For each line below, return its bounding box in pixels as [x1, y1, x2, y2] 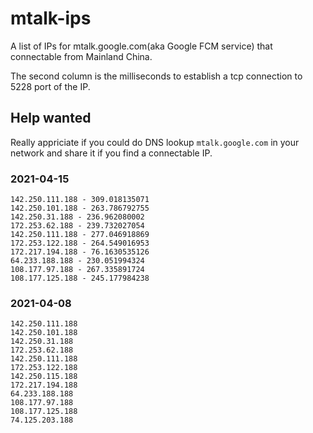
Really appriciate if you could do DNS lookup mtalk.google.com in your [10, 136, 300, 148]
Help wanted [10, 110, 92, 127]
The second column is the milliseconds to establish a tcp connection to [10, 70, 303, 82]
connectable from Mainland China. [10, 50, 153, 62]
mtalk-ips [10, 7, 92, 30]
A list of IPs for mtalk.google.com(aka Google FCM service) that [10, 40, 273, 52]
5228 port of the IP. [10, 80, 91, 92]
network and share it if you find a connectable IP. [10, 147, 213, 159]
